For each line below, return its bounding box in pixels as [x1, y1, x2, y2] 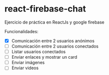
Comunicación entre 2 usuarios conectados [11, 43, 99, 49]
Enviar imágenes [11, 60, 45, 65]
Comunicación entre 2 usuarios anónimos [11, 37, 95, 44]
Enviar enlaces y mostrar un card [11, 54, 78, 60]
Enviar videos [11, 65, 39, 71]
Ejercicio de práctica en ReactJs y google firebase [4, 19, 105, 25]
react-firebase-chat [4, 3, 86, 14]
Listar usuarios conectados [11, 49, 66, 55]
